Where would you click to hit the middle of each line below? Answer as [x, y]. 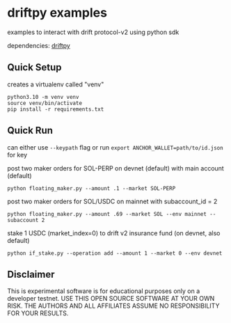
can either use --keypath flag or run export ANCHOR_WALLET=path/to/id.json [115, 147]
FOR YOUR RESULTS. [38, 313]
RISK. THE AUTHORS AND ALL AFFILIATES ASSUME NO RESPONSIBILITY [113, 306]
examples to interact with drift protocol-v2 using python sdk [93, 32]
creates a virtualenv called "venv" [56, 84]
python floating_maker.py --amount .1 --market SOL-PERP [91, 188]
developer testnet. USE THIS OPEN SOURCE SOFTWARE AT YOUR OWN [111, 299]
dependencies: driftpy [39, 45]
